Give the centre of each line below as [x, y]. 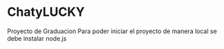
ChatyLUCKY [46, 12]
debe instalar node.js [37, 38]
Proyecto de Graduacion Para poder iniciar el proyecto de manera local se [112, 31]
